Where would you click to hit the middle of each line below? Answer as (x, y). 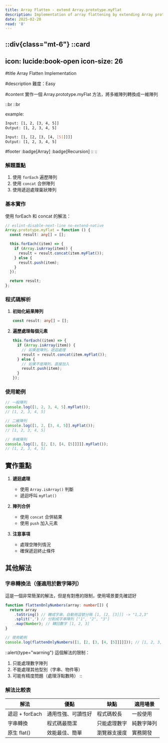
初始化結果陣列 (28, 311)
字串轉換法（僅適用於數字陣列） (44, 584)
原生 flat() (19, 733)
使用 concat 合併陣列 (33, 183)
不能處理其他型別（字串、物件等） (47, 669)
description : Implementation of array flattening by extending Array (79, 15)
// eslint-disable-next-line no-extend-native (54, 226)
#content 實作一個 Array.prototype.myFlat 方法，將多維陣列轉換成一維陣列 (82, 94)
